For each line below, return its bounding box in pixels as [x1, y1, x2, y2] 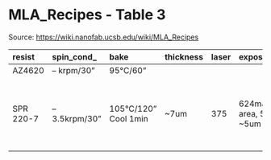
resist [12, 51, 35, 62]
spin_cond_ [52, 51, 97, 62]
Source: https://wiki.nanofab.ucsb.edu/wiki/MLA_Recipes [8, 32, 199, 42]
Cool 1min [109, 113, 148, 124]
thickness [164, 51, 204, 62]
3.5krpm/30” [52, 113, 102, 124]
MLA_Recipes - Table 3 [8, 6, 166, 24]
